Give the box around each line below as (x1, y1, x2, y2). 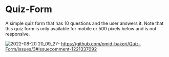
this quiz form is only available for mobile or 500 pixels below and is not (5, 25, 157, 31)
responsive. (5, 31, 30, 37)
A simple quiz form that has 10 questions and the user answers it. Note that (5, 20, 164, 26)
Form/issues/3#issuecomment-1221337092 (5, 46, 97, 52)
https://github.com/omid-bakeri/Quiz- (61, 40, 141, 46)
